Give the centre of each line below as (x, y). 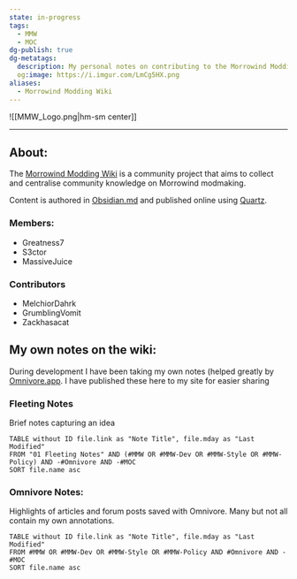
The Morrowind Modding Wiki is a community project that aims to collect (141, 174)
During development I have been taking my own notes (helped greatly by (141, 371)
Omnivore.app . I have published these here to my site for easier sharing (139, 380)
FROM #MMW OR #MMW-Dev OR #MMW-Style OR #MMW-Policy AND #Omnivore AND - (148, 552)
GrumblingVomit (51, 312)
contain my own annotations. (62, 521)
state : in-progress (45, 17)
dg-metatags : (33, 58)
